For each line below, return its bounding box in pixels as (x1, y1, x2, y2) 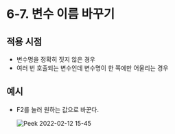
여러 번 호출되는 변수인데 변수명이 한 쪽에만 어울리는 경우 (16, 64, 169, 72)
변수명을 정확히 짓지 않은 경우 (16, 56, 95, 63)
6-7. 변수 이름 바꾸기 (6, 6, 115, 22)
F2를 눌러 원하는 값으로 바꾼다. (16, 105, 99, 113)
